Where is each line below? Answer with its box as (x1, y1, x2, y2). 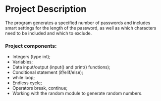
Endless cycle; (12, 80, 42, 86)
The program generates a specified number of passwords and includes (5, 20, 151, 26)
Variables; (12, 59, 33, 65)
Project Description (5, 3, 87, 15)
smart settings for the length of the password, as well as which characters (5, 25, 157, 31)
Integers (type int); (12, 54, 51, 60)
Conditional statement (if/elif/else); (12, 69, 83, 75)
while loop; (12, 75, 35, 81)
